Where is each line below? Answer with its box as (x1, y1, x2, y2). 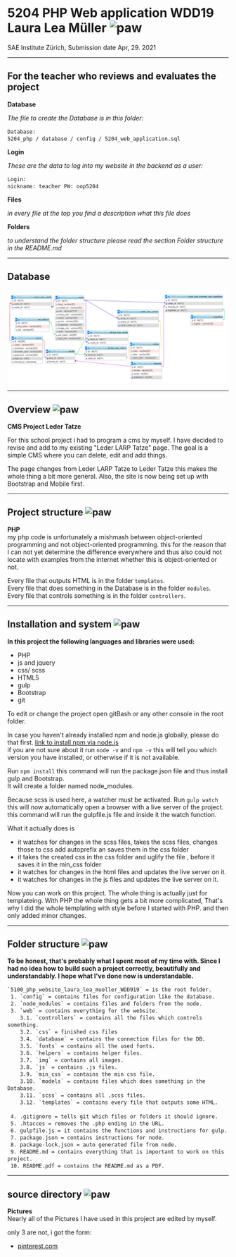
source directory (7, 1188, 82, 1200)
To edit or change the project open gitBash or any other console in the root (7, 709, 224, 718)
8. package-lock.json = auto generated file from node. (10, 1141, 178, 1148)
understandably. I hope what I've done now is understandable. (7, 971, 194, 981)
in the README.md (7, 243, 62, 252)
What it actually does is (7, 823, 75, 833)
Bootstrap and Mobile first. (7, 479, 84, 488)
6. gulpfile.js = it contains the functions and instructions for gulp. (10, 1127, 228, 1134)
